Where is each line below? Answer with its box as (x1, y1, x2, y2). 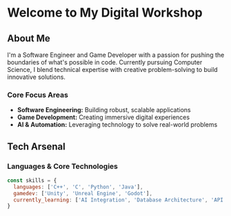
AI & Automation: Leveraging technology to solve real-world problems (17, 120, 218, 129)
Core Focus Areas (7, 90, 69, 100)
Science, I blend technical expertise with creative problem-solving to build (7, 66, 219, 73)
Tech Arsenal (7, 141, 66, 152)
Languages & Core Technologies (7, 161, 119, 171)
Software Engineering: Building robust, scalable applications (17, 106, 191, 114)
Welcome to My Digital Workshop (7, 5, 203, 21)
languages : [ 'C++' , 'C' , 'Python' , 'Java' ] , (13, 183, 143, 190)
